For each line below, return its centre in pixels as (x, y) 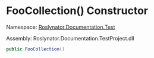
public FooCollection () (36, 49)
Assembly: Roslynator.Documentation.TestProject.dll (70, 38)
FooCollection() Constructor (77, 11)
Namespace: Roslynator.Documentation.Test (61, 27)
